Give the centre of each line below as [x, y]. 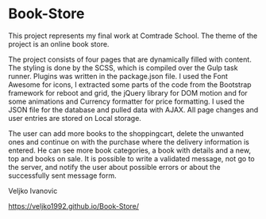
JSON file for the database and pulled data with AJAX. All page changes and [133, 109]
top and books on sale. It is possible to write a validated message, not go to [132, 158]
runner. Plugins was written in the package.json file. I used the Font [118, 76]
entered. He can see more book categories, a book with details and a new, [130, 150]
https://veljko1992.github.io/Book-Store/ [74, 206]
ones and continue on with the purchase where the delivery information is [129, 142]
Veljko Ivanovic [33, 191]
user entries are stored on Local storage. [75, 118]
